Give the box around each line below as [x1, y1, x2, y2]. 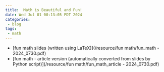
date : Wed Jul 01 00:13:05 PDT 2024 [5, 12, 82, 17]
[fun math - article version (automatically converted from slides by [12, 56, 150, 61]
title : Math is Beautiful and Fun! [5, 7, 82, 13]
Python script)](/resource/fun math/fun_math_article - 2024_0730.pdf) [12, 61, 159, 67]
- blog [7, 21, 22, 27]
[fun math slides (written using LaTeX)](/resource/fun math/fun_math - [12, 45, 159, 51]
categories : [5, 17, 30, 22]
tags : [5, 26, 17, 31]
